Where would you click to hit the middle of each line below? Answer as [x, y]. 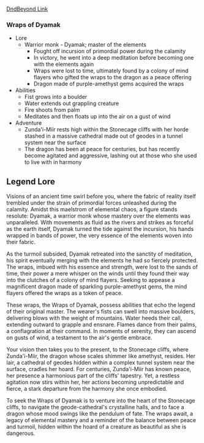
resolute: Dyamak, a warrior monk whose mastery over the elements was [99, 216]
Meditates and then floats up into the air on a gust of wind [97, 117]
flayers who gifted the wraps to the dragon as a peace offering [112, 77]
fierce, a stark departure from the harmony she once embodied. [87, 389]
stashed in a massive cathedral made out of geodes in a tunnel [104, 136]
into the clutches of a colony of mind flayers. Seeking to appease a [91, 280]
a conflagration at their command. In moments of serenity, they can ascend [101, 331]
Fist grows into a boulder [56, 97]
